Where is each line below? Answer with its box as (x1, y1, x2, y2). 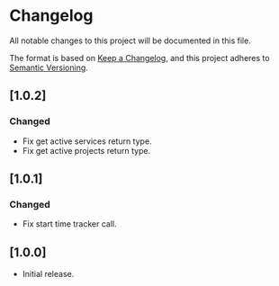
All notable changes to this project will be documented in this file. (9, 35, 252, 46)
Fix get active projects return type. (22, 145, 151, 156)
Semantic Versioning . (9, 62, 88, 73)
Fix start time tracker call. (22, 219, 117, 229)
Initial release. (22, 269, 75, 280)
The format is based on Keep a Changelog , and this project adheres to (9, 52, 270, 63)
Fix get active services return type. (22, 136, 152, 147)
